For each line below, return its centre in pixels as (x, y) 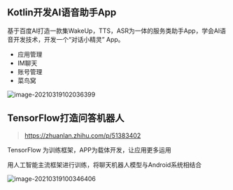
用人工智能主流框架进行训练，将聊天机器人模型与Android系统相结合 (104, 165)
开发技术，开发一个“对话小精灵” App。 (69, 39)
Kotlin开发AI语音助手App (62, 13)
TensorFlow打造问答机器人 (66, 118)
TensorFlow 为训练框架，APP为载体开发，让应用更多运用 (89, 149)
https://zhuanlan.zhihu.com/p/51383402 (83, 136)
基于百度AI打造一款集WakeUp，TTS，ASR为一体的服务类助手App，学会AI (114, 31)
